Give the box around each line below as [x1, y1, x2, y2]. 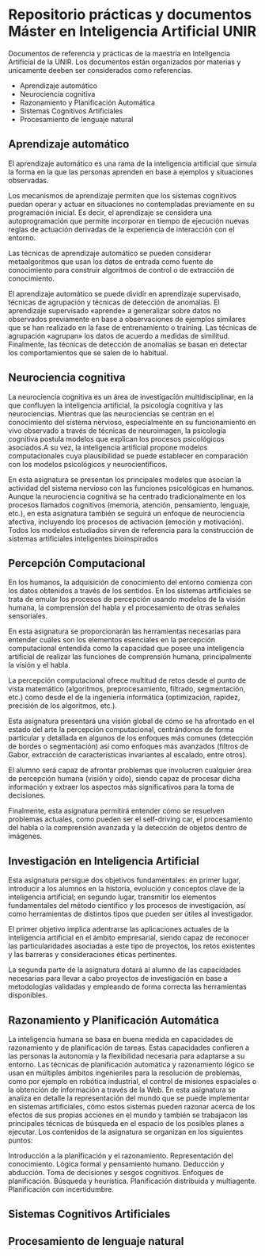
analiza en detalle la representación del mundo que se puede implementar [8, 1093, 250, 1103]
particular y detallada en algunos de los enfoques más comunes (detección [8, 733, 254, 743]
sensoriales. [8, 611, 48, 621]
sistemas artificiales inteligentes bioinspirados [8, 534, 159, 543]
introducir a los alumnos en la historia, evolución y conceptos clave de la [8, 884, 245, 894]
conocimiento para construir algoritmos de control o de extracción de [8, 265, 235, 274]
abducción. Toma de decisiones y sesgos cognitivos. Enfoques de [8, 1168, 224, 1177]
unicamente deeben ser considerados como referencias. [8, 65, 193, 75]
